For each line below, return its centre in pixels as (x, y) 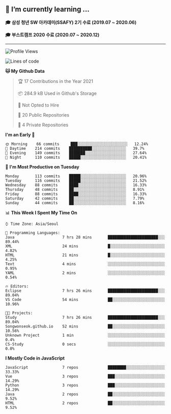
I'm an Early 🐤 (20, 134)
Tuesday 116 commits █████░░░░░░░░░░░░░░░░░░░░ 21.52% (76, 181)
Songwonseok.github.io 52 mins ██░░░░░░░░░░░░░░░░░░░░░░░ (85, 326)
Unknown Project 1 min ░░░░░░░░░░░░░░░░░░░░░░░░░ (85, 335)
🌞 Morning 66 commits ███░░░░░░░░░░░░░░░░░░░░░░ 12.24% (77, 144)
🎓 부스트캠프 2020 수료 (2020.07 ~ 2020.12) (52, 35)
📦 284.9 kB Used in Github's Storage (57, 93)
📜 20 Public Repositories (44, 115)
